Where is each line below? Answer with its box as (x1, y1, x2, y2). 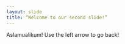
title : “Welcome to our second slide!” (6, 14, 108, 20)
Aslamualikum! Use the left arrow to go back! (6, 31, 120, 38)
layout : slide (6, 8, 43, 15)
